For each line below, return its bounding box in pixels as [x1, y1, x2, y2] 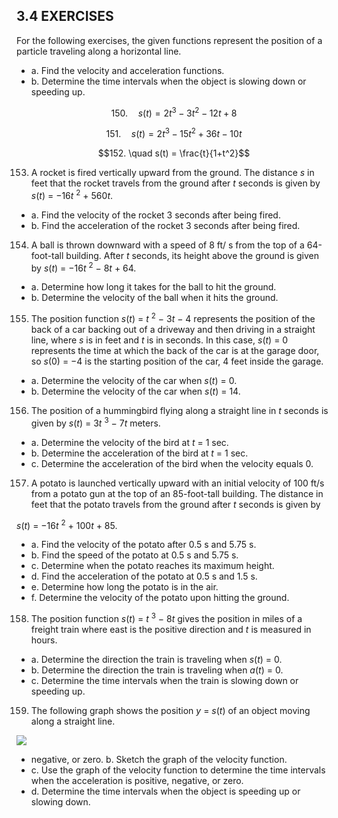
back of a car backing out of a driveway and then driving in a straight [30, 324, 316, 336]
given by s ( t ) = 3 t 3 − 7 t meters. [30, 415, 161, 429]
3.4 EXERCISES [16, 8, 114, 25]
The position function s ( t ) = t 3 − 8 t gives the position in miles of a [30, 611, 303, 625]
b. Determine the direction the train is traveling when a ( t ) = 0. [30, 664, 284, 676]
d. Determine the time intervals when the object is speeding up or [30, 785, 301, 798]
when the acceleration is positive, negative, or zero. [30, 775, 244, 787]
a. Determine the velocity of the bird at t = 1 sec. [30, 436, 229, 448]
